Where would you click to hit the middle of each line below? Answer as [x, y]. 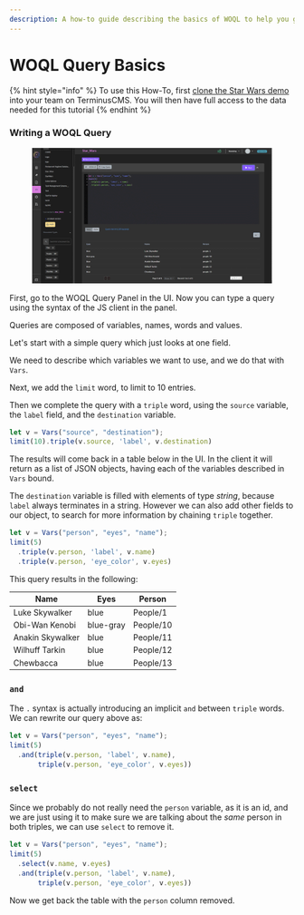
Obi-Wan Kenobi [45, 625]
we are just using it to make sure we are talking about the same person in [146, 817]
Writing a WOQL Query [61, 133]
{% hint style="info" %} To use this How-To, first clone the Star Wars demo [149, 90]
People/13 [152, 663]
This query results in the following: [74, 579]
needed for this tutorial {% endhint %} [81, 110]
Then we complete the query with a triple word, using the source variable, [149, 404]
